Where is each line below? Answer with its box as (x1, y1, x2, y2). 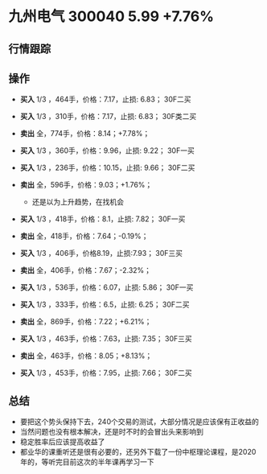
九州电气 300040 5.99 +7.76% (8, 7, 215, 26)
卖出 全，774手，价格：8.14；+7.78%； (19, 129, 150, 138)
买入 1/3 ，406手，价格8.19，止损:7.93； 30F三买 (19, 249, 183, 258)
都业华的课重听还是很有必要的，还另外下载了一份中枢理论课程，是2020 (19, 447, 257, 457)
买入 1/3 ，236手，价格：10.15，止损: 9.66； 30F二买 (19, 163, 195, 173)
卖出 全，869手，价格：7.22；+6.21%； (19, 317, 152, 327)
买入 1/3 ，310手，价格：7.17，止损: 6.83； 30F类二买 (19, 112, 197, 122)
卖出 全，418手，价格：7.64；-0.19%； (19, 231, 149, 241)
